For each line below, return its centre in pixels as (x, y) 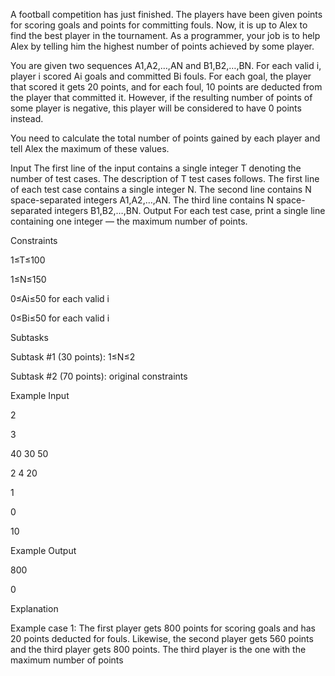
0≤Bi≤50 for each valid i (60, 318)
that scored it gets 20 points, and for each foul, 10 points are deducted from (166, 87)
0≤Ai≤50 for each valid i (60, 298)
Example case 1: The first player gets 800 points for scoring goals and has (163, 628)
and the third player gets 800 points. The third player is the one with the (158, 649)
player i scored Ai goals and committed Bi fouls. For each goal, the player (161, 76)
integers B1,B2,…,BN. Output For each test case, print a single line (190, 210)
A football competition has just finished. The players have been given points (166, 14)
